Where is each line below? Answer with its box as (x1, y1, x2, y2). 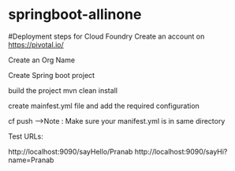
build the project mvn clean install (8, 85, 118, 95)
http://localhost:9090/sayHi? (134, 147, 228, 156)
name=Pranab (8, 155, 54, 165)
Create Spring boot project (8, 70, 95, 80)
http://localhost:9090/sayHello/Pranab (8, 147, 133, 156)
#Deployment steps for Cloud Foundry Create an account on (8, 32, 205, 41)
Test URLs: (8, 132, 43, 141)
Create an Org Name (8, 55, 76, 65)
